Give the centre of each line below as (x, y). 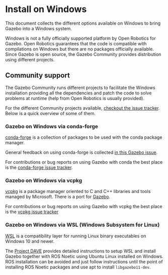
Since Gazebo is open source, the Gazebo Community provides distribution (83, 54)
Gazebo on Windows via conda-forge (52, 126)
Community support (38, 76)
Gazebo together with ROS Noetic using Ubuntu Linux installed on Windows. (84, 256)
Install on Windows (46, 9)
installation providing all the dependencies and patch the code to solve (78, 93)
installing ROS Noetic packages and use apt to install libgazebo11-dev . (78, 267)
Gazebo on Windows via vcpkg (44, 180)
